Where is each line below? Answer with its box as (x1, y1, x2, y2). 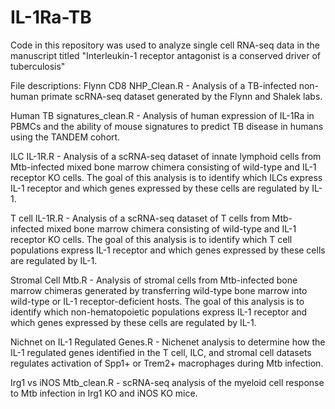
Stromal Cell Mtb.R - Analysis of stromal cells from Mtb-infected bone (10, 274, 298, 286)
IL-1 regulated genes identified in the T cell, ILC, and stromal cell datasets (10, 346, 312, 358)
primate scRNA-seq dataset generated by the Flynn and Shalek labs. (40, 90, 323, 102)
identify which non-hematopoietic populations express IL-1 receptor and (10, 306, 308, 318)
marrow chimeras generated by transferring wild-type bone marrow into (10, 284, 308, 296)
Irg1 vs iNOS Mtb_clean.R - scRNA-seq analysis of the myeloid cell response (10, 376, 325, 388)
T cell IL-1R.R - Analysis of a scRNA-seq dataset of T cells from (10, 212, 270, 224)
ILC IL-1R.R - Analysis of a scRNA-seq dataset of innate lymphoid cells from (10, 150, 322, 162)
